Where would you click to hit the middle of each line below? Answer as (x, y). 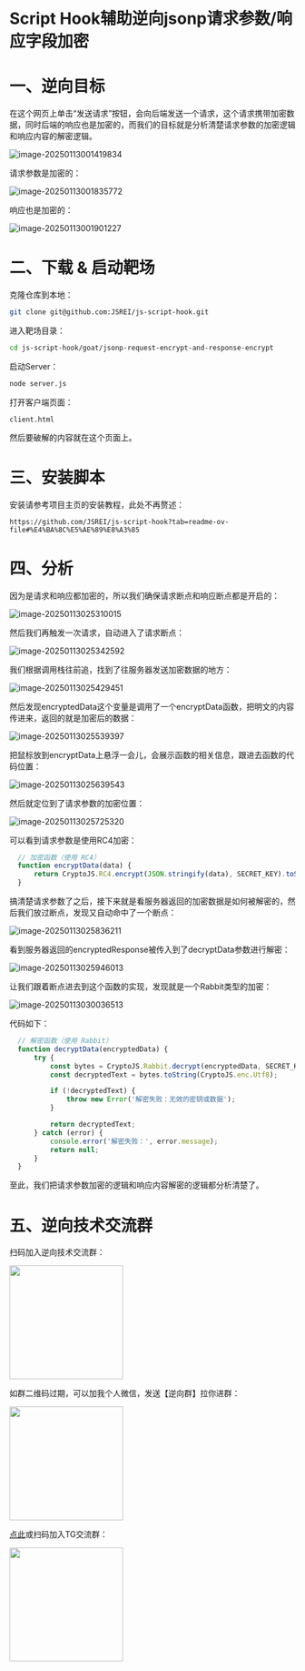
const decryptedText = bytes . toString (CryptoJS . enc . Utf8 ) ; (164, 1075)
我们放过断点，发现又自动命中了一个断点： (97, 913)
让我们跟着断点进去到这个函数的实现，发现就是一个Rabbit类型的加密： (141, 987)
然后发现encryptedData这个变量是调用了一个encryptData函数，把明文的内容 (152, 706)
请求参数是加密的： (45, 173)
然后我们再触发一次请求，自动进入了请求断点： (97, 633)
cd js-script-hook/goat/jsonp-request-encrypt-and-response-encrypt (142, 348)
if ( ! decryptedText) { (93, 1091)
